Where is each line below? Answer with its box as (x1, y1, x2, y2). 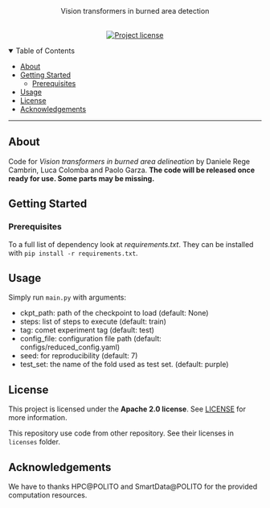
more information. (8, 413, 67, 423)
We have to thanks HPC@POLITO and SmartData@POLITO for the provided (8, 481, 258, 491)
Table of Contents (15, 46, 75, 56)
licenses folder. (8, 437, 60, 447)
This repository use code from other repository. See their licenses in (8, 428, 235, 438)
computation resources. (8, 489, 88, 500)
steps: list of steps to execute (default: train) (19, 316, 167, 327)
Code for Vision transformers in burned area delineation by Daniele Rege (8, 156, 251, 166)
